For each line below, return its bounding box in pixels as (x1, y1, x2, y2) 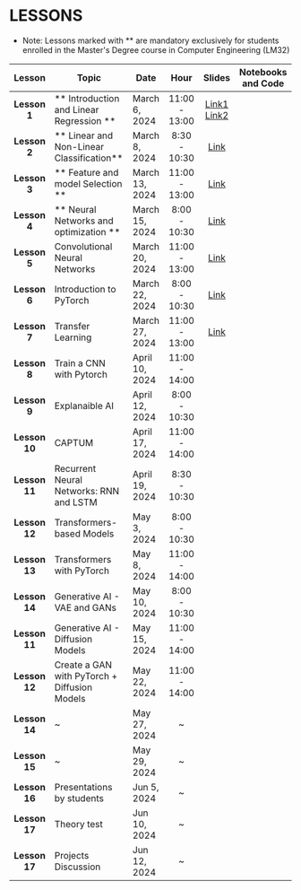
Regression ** (54, 114, 116, 127)
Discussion (54, 860, 101, 873)
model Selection (54, 177, 123, 189)
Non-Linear (54, 140, 105, 153)
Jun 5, (133, 781, 159, 793)
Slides (202, 71, 231, 83)
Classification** (54, 152, 124, 164)
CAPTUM (54, 436, 94, 449)
